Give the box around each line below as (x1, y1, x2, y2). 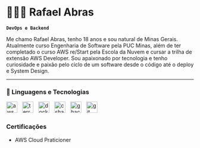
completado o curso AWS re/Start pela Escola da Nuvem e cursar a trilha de (6, 48, 192, 55)
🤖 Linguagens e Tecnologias (6, 88, 89, 96)
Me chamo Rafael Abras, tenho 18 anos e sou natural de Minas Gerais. (6, 35, 179, 42)
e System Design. (6, 67, 49, 74)
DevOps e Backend (6, 25, 49, 31)
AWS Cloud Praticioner (14, 136, 71, 143)
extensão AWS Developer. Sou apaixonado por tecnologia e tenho (6, 54, 168, 61)
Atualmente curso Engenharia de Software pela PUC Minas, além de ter (6, 42, 182, 49)
